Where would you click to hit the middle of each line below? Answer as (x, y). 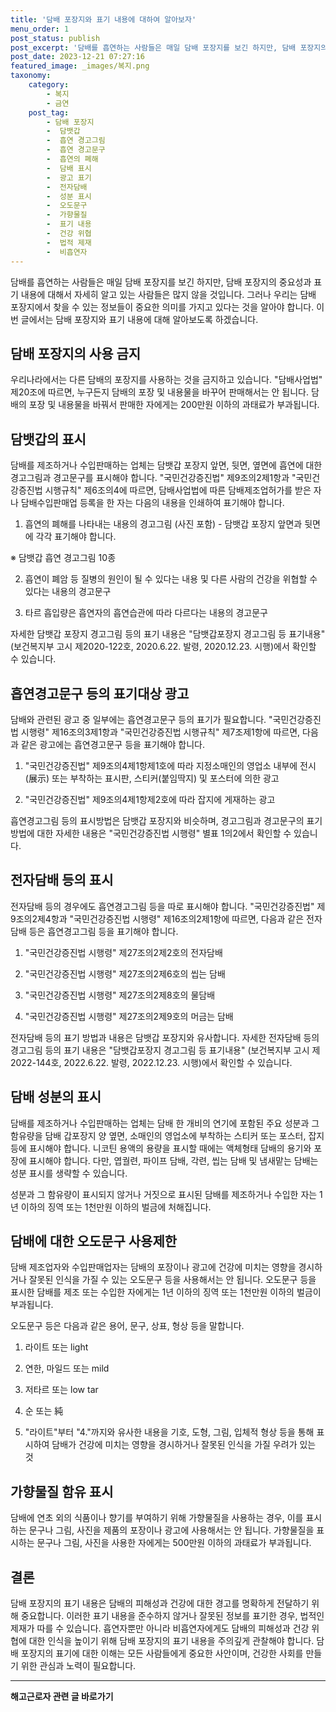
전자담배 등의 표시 (62, 880)
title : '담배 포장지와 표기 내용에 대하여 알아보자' (103, 19)
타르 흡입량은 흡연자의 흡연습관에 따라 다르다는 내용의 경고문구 (146, 613)
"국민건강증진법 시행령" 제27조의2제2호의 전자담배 (123, 952)
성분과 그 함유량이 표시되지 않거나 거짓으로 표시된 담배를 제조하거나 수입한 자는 (164, 1194)
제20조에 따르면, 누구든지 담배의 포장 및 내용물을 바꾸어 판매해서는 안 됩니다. (159, 392)
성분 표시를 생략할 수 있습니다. (69, 1173)
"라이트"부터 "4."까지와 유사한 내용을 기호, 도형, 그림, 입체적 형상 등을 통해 (169, 1432)
